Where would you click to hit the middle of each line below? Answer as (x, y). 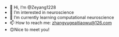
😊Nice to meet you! (30, 29)
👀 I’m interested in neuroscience (42, 12)
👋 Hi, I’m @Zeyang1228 (33, 7)
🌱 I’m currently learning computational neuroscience (62, 17)
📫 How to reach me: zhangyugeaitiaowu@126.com (61, 23)
